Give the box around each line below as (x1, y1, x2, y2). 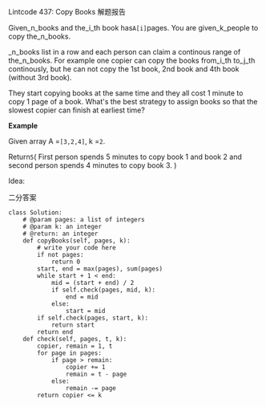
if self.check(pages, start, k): (37, 314, 149, 322)
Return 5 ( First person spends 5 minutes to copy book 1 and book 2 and (8, 152, 243, 161)
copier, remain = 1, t (37, 342, 113, 350)
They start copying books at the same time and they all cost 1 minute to (8, 88, 244, 98)
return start (50, 321, 95, 329)
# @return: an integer (22, 230, 99, 238)
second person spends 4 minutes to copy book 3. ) (8, 161, 177, 170)
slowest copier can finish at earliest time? (8, 105, 146, 115)
